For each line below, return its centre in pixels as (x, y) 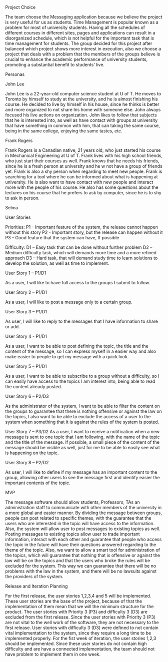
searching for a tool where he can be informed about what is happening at (82, 177)
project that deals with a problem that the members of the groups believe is (83, 54)
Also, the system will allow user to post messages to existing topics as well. (83, 529)
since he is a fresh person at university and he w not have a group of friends (84, 166)
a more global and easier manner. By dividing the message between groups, (84, 513)
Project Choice (20, 7)
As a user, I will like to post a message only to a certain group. (69, 302)
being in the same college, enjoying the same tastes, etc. (64, 131)
